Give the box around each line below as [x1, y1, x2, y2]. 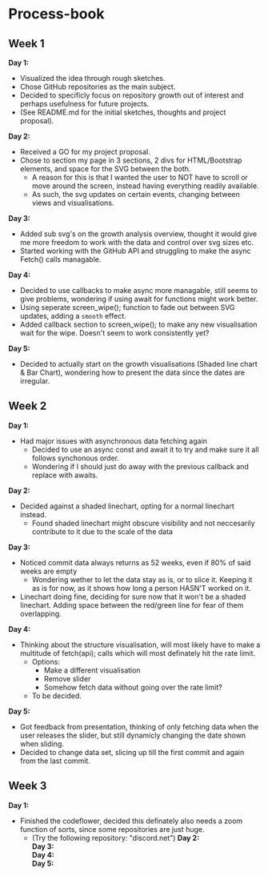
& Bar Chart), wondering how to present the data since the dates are [19, 368, 246, 377]
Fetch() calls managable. [19, 255, 102, 264]
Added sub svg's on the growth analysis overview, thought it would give [19, 229, 258, 239]
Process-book [8, 5, 105, 23]
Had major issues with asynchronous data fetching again [19, 436, 208, 445]
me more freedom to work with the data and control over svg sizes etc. [19, 238, 254, 247]
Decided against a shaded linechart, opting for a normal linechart [19, 501, 234, 511]
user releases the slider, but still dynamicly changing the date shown [19, 730, 246, 740]
